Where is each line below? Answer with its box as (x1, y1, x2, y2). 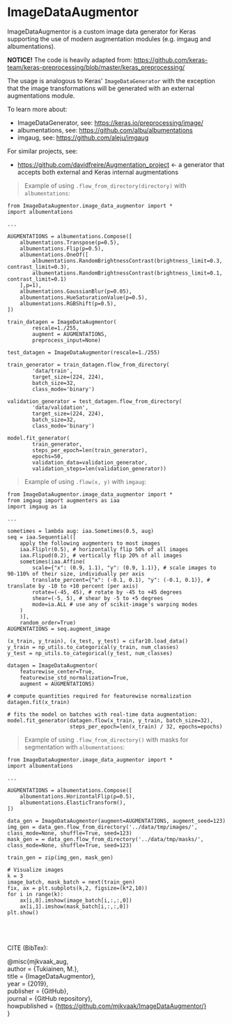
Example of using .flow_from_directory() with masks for (24, 735, 189, 744)
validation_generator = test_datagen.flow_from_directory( (7, 397, 183, 405)
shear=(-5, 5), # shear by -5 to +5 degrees (32, 594, 164, 601)
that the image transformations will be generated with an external (7, 84, 195, 92)
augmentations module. (7, 92, 75, 100)
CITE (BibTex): (7, 944, 49, 952)
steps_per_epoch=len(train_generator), (32, 446, 148, 454)
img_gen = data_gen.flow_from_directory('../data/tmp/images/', (7, 824, 198, 831)
